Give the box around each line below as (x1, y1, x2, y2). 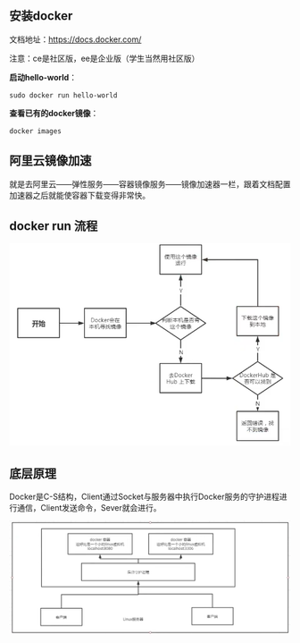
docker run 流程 (9, 218, 98, 234)
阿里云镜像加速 (9, 153, 92, 168)
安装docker (9, 8, 73, 24)
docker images (9, 126, 62, 136)
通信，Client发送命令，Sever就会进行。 (16, 502, 162, 512)
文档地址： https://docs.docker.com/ (9, 34, 142, 45)
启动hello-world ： (9, 72, 78, 82)
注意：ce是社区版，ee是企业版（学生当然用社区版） (9, 53, 200, 63)
